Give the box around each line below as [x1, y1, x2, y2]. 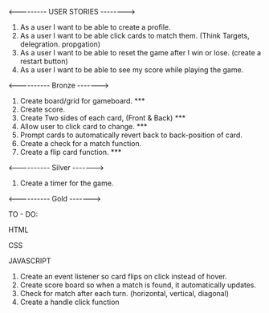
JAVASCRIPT [8, 256, 51, 266]
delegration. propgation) [19, 39, 101, 49]
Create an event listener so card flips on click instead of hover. [19, 272, 227, 281]
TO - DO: [8, 209, 39, 219]
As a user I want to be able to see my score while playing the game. [19, 65, 244, 75]
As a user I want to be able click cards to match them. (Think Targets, [19, 31, 251, 40]
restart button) [19, 56, 68, 66]
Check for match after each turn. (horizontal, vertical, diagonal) [19, 289, 230, 298]
